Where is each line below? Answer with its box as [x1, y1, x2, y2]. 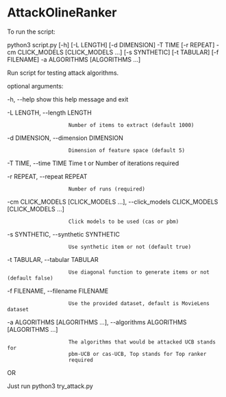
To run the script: [7, 27, 56, 36]
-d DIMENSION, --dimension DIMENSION [7, 134, 123, 142]
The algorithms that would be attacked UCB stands [68, 338, 216, 346]
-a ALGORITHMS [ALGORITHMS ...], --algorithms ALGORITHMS [7, 317, 187, 326]
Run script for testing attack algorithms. [7, 69, 119, 77]
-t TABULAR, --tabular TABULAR [7, 255, 99, 263]
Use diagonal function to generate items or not [68, 269, 210, 276]
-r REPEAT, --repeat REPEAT [7, 172, 88, 180]
